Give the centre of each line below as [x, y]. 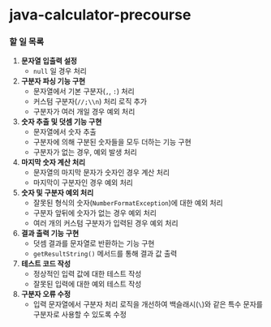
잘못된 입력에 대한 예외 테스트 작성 [87, 284]
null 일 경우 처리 [60, 71]
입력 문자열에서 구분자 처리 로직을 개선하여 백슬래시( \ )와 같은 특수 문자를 [148, 304]
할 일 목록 [26, 42]
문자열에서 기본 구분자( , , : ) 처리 [84, 92]
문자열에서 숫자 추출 [65, 132]
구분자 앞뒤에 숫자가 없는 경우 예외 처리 [95, 213]
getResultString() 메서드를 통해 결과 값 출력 [105, 254]
